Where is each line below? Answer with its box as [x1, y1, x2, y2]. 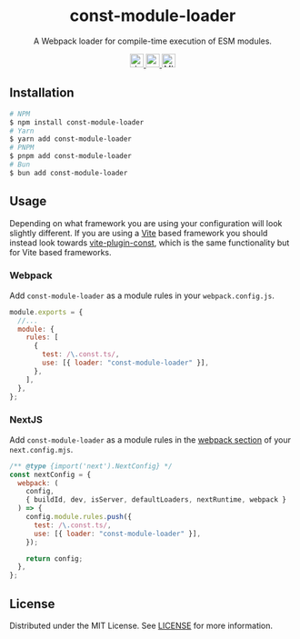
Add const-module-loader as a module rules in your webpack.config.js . [9, 290, 275, 301]
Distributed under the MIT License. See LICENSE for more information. [9, 620, 274, 631]
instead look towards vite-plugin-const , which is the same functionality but [9, 237, 290, 248]
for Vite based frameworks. [9, 246, 112, 257]
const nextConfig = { [9, 470, 92, 479]
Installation [9, 85, 75, 101]
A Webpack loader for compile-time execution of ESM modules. [33, 35, 273, 46]
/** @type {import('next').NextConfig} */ [9, 461, 173, 471]
